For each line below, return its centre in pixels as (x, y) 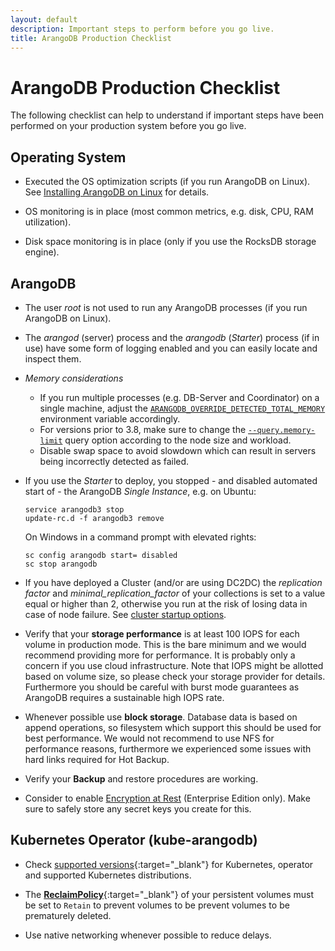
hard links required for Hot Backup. (97, 759)
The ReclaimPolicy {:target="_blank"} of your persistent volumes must (169, 894)
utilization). (48, 222)
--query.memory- (282, 430)
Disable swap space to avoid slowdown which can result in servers (178, 450)
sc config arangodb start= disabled (101, 555)
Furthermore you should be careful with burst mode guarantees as (162, 687)
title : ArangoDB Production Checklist (91, 38)
